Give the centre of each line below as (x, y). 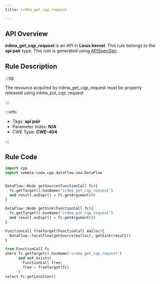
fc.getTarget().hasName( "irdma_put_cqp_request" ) (61, 213)
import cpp (16, 168)
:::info (11, 112)
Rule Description (31, 66)
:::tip (10, 78)
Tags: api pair (26, 121)
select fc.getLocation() (31, 276)
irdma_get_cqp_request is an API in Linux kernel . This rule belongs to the (80, 46)
